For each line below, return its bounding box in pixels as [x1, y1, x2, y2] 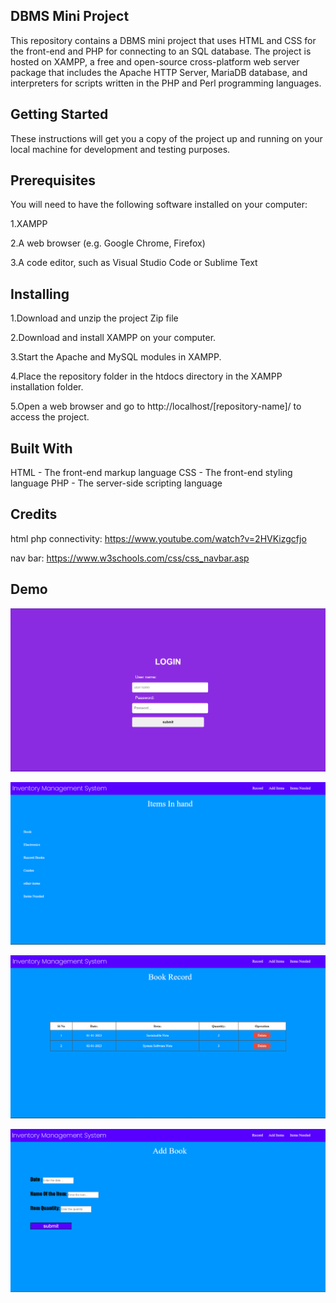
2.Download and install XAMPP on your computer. [10, 332, 217, 344]
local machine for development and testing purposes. [10, 143, 231, 155]
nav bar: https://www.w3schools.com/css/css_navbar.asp [10, 552, 250, 564]
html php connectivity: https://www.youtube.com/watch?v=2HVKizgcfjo [10, 532, 307, 544]
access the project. [10, 411, 90, 423]
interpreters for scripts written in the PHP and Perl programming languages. [10, 77, 322, 89]
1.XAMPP [10, 218, 48, 230]
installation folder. [10, 381, 84, 393]
